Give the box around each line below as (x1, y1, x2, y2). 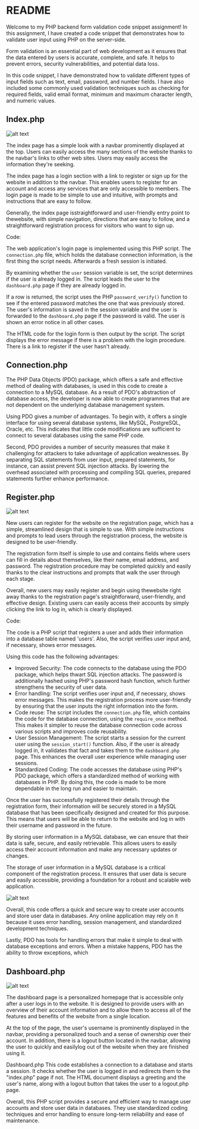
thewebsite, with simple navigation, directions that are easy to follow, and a (6, 215, 190, 222)
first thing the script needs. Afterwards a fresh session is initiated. (6, 257, 168, 265)
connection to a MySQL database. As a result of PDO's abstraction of (6, 388, 176, 396)
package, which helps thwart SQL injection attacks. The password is (14, 671, 182, 678)
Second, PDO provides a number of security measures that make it (6, 443, 170, 450)
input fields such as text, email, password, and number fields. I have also (6, 78, 184, 85)
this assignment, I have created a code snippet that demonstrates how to (6, 29, 185, 36)
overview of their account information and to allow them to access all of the (6, 1006, 191, 1013)
